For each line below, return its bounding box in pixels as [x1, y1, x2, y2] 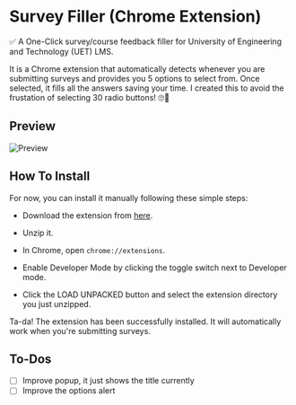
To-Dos [9, 351, 52, 366]
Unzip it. [22, 227, 54, 238]
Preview [9, 119, 57, 134]
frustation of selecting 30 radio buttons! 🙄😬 [9, 92, 170, 102]
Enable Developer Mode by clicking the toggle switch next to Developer [22, 262, 287, 273]
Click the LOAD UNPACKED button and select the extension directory [22, 289, 278, 300]
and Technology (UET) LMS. [9, 46, 114, 57]
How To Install [9, 169, 91, 184]
